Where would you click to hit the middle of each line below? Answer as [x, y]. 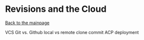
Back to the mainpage [27, 23]
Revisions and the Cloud [56, 9]
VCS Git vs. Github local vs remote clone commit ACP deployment [72, 32]
